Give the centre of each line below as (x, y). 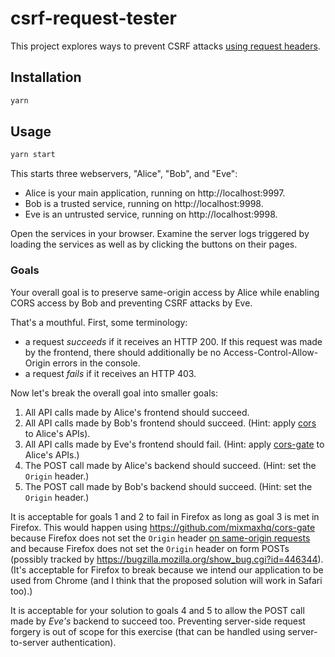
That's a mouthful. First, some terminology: (99, 322)
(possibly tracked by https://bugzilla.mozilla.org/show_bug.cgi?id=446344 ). (167, 559)
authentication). (84, 642)
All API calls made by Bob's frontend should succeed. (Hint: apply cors (170, 423)
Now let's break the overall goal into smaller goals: (114, 393)
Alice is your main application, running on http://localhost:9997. (155, 193)
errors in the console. (96, 363)
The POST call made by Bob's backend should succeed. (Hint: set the (168, 486)
